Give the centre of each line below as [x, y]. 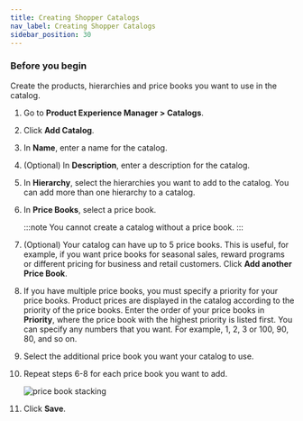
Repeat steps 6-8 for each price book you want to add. [125, 373]
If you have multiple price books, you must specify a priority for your [151, 290]
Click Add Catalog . [59, 130]
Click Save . [45, 408]
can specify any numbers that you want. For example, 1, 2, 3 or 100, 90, [156, 329]
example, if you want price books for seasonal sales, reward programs [154, 254]
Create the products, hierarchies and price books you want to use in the [144, 86]
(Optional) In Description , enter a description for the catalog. [137, 165]
